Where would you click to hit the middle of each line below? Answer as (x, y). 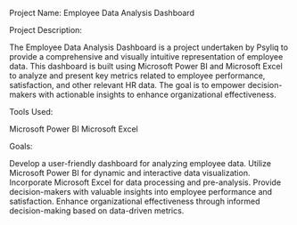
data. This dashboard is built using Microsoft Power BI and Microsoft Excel (146, 66)
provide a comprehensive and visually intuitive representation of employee (146, 56)
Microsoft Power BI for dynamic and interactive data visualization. (130, 173)
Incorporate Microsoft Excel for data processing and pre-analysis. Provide (145, 182)
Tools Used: (31, 112)
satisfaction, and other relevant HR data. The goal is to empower (128, 85)
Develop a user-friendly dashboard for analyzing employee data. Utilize (140, 163)
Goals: (21, 146)
